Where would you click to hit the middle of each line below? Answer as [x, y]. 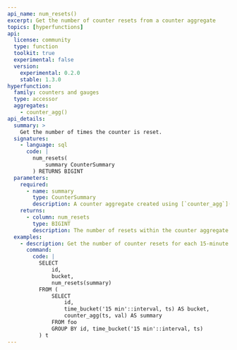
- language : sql [44, 145]
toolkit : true [34, 54]
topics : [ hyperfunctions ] [45, 27]
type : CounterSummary [65, 198]
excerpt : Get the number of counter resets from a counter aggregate [112, 20]
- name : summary [50, 191]
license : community [42, 40]
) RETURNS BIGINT [58, 171]
